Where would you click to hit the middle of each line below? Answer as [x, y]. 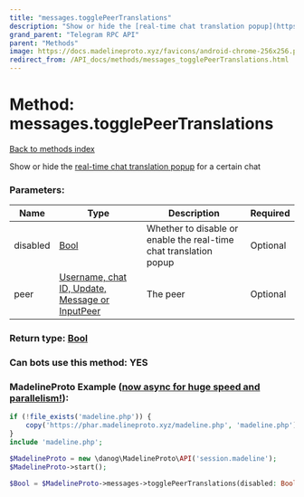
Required [270, 214]
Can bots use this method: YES [79, 363]
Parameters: [37, 189]
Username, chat [93, 277]
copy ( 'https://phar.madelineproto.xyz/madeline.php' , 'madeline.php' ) [161, 425]
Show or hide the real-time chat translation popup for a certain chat [135, 166]
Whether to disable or [192, 229]
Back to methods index [52, 148]
